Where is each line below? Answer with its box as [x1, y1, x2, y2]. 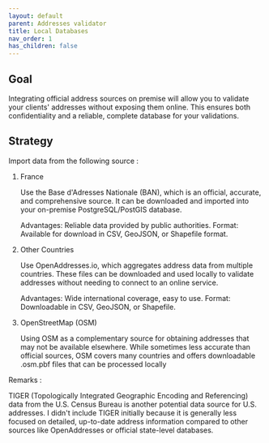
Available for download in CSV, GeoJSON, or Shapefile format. [19, 229, 228, 239]
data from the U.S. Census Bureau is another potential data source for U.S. [8, 399, 258, 409]
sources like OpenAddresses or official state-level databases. [8, 425, 214, 435]
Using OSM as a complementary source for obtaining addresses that [19, 333, 250, 343]
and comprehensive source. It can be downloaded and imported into [19, 196, 250, 205]
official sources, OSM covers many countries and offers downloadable [19, 351, 256, 360]
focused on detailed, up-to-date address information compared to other [8, 416, 249, 426]
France [19, 171, 45, 181]
